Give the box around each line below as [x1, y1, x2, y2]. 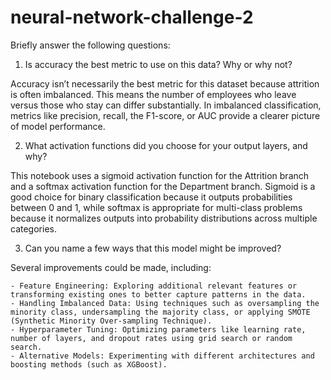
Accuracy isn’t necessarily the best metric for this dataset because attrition [10, 77, 320, 90]
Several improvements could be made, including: [10, 261, 212, 273]
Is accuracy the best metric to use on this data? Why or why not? [24, 58, 293, 70]
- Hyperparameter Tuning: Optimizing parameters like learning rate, [10, 324, 307, 335]
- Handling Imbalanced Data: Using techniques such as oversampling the [10, 298, 320, 308]
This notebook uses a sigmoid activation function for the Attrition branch [10, 169, 310, 181]
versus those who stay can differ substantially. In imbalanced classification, [10, 99, 322, 111]
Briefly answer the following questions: [10, 39, 171, 51]
